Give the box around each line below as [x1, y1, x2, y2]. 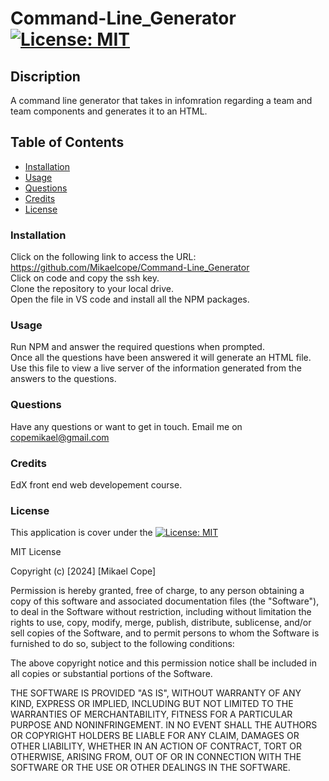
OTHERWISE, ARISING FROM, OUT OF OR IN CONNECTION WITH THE [10, 751, 302, 763]
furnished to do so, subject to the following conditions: [10, 638, 235, 650]
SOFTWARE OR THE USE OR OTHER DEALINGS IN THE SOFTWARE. [10, 762, 291, 774]
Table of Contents [10, 134, 125, 151]
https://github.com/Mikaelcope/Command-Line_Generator [10, 262, 250, 274]
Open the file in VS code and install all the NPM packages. [10, 293, 250, 306]
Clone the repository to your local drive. [10, 283, 174, 295]
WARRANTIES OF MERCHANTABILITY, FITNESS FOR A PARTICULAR [10, 708, 293, 721]
